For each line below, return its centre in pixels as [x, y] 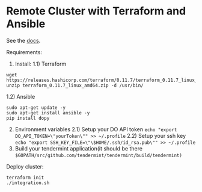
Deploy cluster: [25, 166]
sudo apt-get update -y [36, 107]
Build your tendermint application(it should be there [79, 148]
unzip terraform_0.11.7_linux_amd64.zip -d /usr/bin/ [75, 85]
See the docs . [23, 40]
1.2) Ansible [21, 96]
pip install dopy [28, 118]
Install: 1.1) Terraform [41, 64]
